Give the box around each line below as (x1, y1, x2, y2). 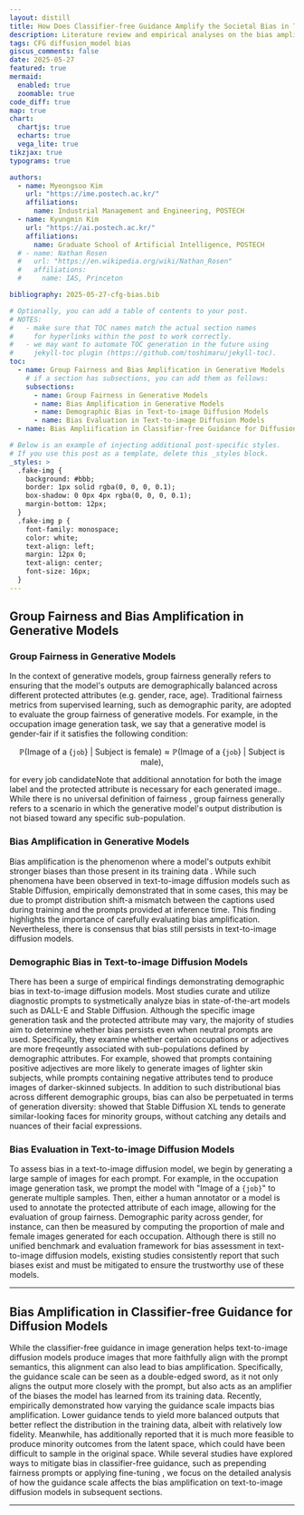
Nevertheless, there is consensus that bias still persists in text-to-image (9, 923, 277, 934)
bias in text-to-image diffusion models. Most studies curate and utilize (9, 986, 271, 997)
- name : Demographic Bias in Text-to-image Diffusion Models (33, 408, 270, 417)
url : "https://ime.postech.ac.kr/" (25, 189, 160, 199)
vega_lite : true (17, 139, 79, 149)
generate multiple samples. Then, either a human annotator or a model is (9, 1193, 280, 1203)
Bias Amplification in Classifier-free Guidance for (9, 1304, 293, 1319)
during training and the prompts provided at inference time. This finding (9, 904, 277, 915)
